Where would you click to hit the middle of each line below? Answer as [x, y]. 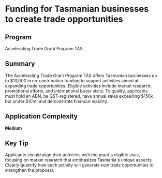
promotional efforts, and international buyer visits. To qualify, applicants [76, 91]
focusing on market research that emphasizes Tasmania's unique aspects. [79, 160]
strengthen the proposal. [29, 170]
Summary [20, 64]
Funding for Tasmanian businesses [77, 9]
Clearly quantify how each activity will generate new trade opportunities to [79, 165]
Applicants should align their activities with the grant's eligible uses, [73, 155]
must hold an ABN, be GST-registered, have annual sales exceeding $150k [79, 96]
